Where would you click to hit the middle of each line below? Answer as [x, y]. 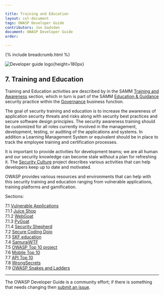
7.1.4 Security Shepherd [29, 226]
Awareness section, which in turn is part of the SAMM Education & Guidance [82, 96]
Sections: [15, 196]
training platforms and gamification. [41, 187]
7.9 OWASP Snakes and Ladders [38, 268]
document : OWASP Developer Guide [39, 32]
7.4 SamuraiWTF [22, 242]
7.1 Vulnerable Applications [32, 206]
